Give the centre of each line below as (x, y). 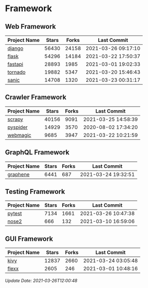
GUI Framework (29, 239)
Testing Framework (35, 192)
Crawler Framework (36, 97)
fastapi (15, 64)
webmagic (19, 135)
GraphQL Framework (37, 152)
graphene (19, 174)
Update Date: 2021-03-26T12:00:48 (41, 281)
